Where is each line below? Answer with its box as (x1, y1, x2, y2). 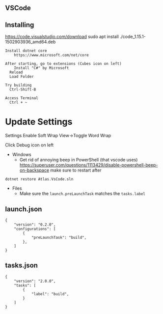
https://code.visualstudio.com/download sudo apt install (5, 34, 119, 40)
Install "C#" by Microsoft (14, 66, 69, 71)
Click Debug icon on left (5, 142, 54, 148)
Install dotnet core (5, 49, 48, 54)
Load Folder (9, 74, 34, 79)
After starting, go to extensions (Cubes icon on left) (5, 61, 122, 66)
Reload (9, 70, 23, 75)
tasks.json (5, 261, 38, 270)
